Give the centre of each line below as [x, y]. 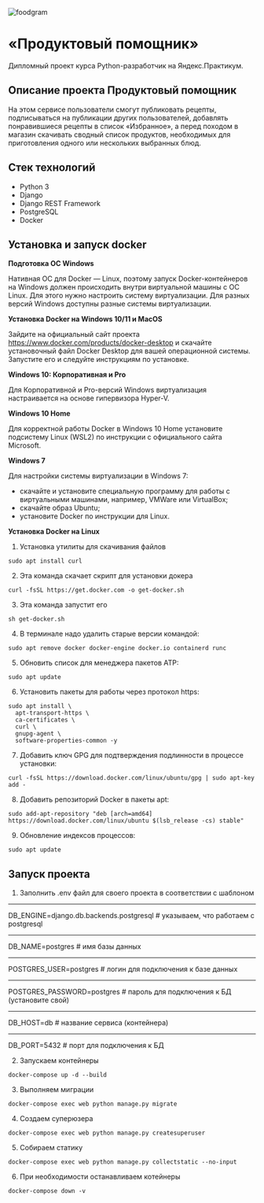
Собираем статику [51, 1148]
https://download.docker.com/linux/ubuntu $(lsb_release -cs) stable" [126, 821]
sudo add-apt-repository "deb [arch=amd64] [81, 814]
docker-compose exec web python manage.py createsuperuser [107, 1133]
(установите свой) [38, 1000]
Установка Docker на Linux [54, 532]
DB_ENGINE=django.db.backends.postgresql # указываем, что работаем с [132, 916]
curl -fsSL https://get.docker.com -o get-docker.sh [96, 590]
